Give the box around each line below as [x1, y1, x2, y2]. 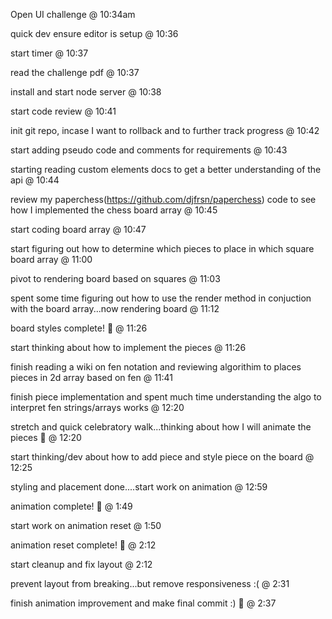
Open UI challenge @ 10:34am [10, 9, 136, 20]
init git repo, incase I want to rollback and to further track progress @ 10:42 [10, 125, 320, 136]
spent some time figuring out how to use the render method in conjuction [10, 292, 312, 304]
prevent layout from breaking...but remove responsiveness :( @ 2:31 [10, 578, 290, 589]
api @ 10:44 [10, 174, 60, 186]
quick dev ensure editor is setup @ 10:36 [10, 28, 179, 39]
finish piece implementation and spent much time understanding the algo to [10, 391, 322, 403]
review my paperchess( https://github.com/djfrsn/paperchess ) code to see [10, 194, 317, 205]
